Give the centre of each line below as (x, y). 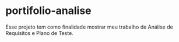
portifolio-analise (48, 11)
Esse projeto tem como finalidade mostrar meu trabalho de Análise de (89, 27)
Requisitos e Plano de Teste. (39, 33)
